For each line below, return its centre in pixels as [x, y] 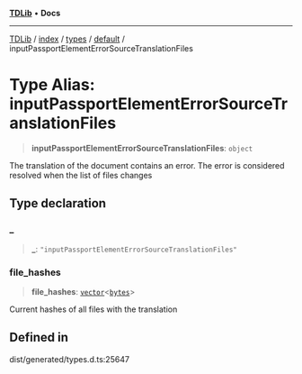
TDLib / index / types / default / [67, 39]
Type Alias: [53, 85]
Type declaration [58, 203]
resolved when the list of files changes [81, 175]
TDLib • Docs [35, 13]
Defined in [39, 338]
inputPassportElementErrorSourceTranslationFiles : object [142, 148]
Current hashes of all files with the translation [93, 309]
